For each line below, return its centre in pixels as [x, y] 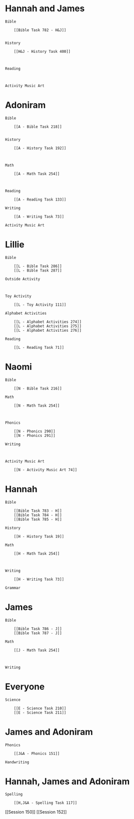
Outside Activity [23, 279]
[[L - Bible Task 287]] [38, 270]
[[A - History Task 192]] [40, 148]
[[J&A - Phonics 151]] [37, 753]
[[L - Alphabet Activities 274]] [48, 322]
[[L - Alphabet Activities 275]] [48, 326]
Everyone [25, 687]
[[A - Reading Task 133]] [40, 199]
